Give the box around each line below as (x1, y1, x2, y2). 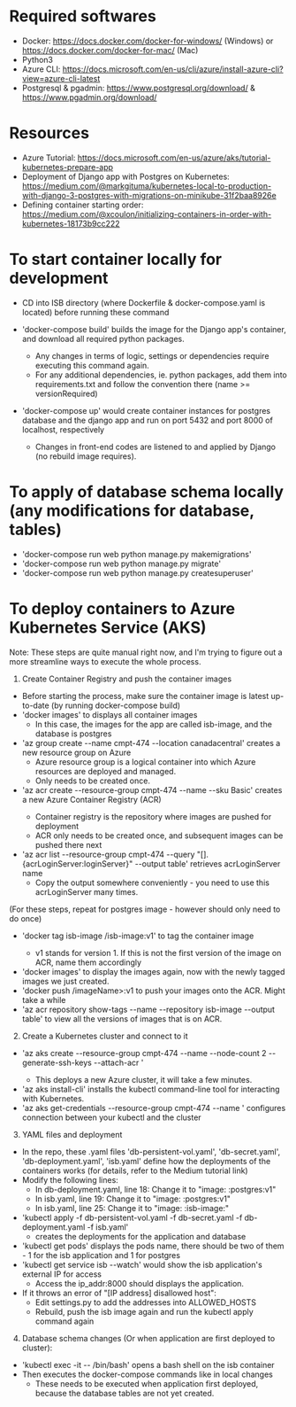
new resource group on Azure (21, 747, 132, 758)
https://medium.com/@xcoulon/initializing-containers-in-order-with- (21, 208, 272, 219)
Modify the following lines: (21, 1174, 119, 1185)
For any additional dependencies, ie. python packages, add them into (34, 369, 287, 380)
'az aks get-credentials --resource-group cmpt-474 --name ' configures (21, 1102, 286, 1113)
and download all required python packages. (21, 333, 186, 344)
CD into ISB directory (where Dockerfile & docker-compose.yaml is (21, 297, 266, 307)
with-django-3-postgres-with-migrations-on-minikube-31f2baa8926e (21, 190, 277, 200)
